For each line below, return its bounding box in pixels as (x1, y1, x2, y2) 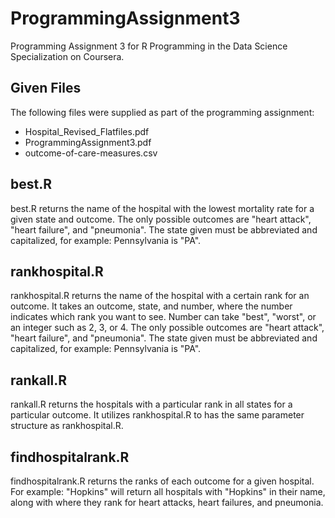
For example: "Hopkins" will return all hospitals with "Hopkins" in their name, (10, 486, 326, 497)
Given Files (10, 80, 82, 97)
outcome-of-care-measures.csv (24, 147, 158, 159)
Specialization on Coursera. (10, 50, 125, 62)
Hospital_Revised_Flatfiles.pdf (24, 125, 150, 137)
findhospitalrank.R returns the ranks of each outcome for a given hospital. (10, 475, 315, 487)
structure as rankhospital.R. (10, 420, 124, 432)
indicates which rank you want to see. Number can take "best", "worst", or (10, 311, 317, 323)
